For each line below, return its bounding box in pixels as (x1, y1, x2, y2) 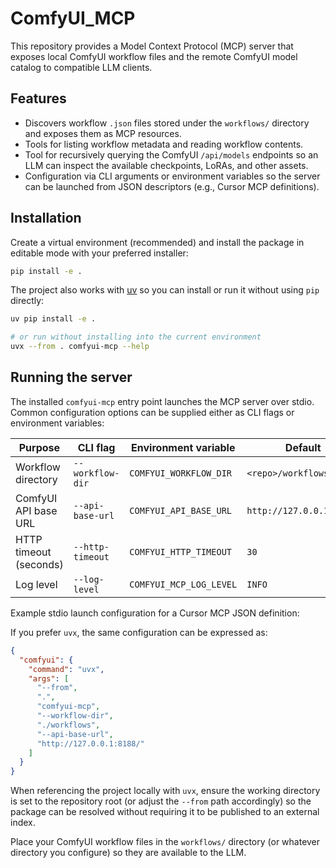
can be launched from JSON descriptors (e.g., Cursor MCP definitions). (24, 180, 320, 192)
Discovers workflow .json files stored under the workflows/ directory (24, 117, 310, 129)
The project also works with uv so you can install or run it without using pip (10, 284, 320, 296)
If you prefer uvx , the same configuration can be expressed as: (10, 626, 268, 638)
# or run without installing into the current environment (10, 332, 262, 342)
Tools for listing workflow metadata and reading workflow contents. (24, 138, 304, 150)
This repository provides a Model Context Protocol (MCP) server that (10, 40, 294, 52)
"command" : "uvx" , (28, 664, 105, 674)
